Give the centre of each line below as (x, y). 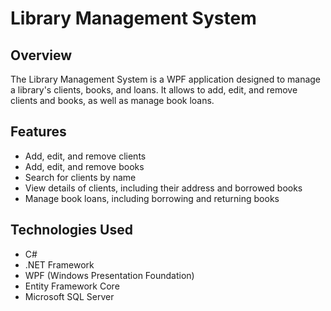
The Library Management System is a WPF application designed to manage (166, 79)
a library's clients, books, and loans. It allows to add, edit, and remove (154, 90)
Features (38, 132)
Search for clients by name (80, 177)
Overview (41, 55)
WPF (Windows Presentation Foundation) (109, 275)
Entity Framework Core (72, 286)
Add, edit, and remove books (84, 166)
